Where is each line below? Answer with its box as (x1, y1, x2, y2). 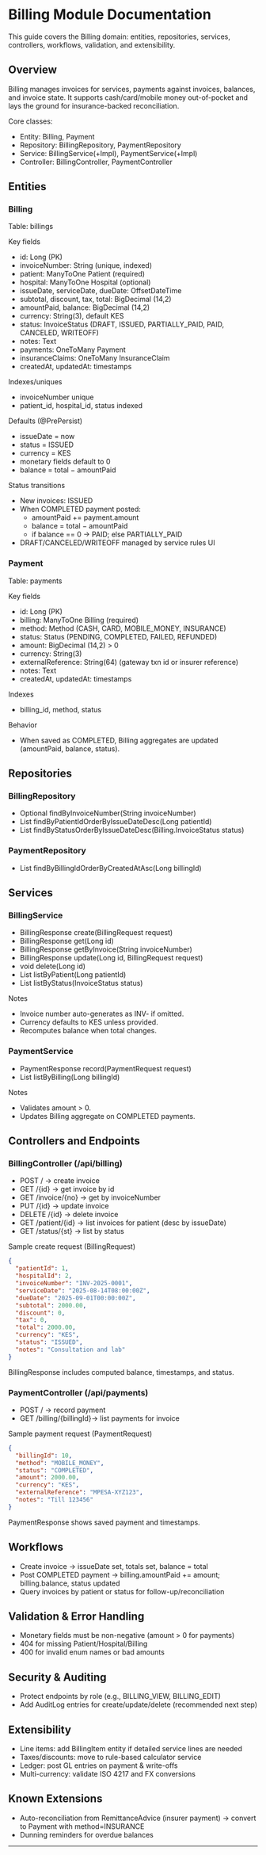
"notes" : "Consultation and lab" (15, 1345, 126, 1353)
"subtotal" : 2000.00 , (15, 1301, 87, 1309)
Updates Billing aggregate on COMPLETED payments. (19, 1111, 196, 1120)
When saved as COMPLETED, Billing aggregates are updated (19, 735, 219, 745)
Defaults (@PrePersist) (8, 416, 83, 426)
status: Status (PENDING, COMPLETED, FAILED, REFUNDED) (19, 632, 218, 641)
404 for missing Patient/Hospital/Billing (19, 1639, 148, 1649)
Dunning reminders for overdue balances (19, 1830, 154, 1839)
